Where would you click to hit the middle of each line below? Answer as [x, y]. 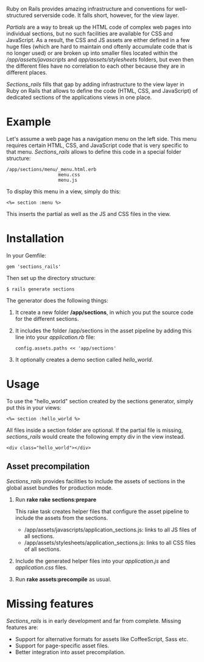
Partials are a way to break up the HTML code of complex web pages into [99, 27]
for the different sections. [47, 318]
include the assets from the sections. [62, 517]
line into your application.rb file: [55, 337]
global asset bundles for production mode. [60, 488]
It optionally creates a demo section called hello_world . [84, 359]
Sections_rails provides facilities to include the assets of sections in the [96, 481]
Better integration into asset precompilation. [70, 652]
